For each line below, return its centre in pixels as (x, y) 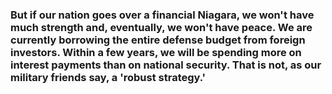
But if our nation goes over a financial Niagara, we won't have (162, 15)
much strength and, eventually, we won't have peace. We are (161, 27)
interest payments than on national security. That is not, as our (166, 65)
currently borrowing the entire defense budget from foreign (158, 40)
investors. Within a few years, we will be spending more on (156, 52)
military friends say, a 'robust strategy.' (108, 77)
